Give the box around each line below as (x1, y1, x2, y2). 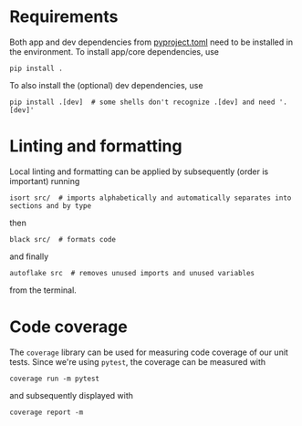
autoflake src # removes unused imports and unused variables (9, 268, 255, 277)
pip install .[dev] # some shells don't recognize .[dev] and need (9, 98, 276, 107)
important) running (9, 175, 80, 186)
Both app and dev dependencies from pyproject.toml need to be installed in (9, 36, 294, 47)
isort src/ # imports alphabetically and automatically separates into (9, 193, 292, 203)
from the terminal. (9, 285, 78, 296)
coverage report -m (9, 408, 84, 417)
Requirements (9, 6, 119, 27)
